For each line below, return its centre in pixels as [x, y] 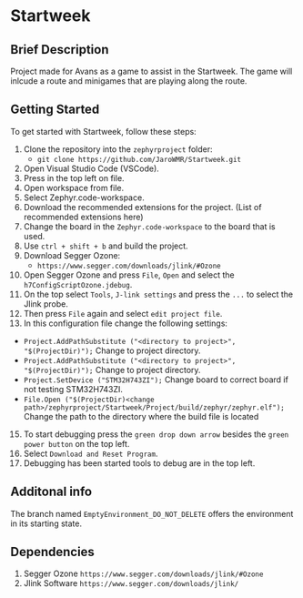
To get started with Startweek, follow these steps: [103, 131]
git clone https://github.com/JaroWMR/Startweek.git [139, 159]
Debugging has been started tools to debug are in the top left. [139, 463]
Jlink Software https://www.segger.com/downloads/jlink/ [131, 583]
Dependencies [52, 552]
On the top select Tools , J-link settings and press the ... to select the [158, 294]
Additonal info [51, 492]
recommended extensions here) [83, 217]
